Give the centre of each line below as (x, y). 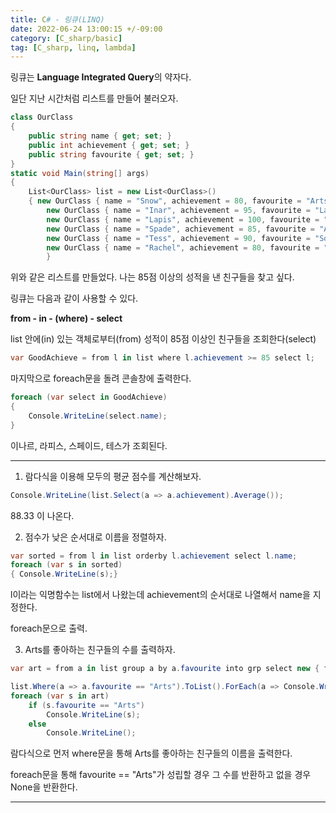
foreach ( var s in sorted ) (66, 565)
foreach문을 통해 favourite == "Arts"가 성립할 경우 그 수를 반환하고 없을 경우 (161, 775)
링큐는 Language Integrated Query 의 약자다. (101, 77)
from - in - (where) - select (66, 318)
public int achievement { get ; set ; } (109, 145)
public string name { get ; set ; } (100, 136)
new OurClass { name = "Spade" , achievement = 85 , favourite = (180, 229)
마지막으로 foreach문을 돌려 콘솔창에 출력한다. (101, 378)
